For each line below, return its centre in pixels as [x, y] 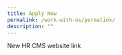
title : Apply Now [32, 13]
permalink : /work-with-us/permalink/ [61, 20]
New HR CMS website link [44, 46]
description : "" [30, 26]
